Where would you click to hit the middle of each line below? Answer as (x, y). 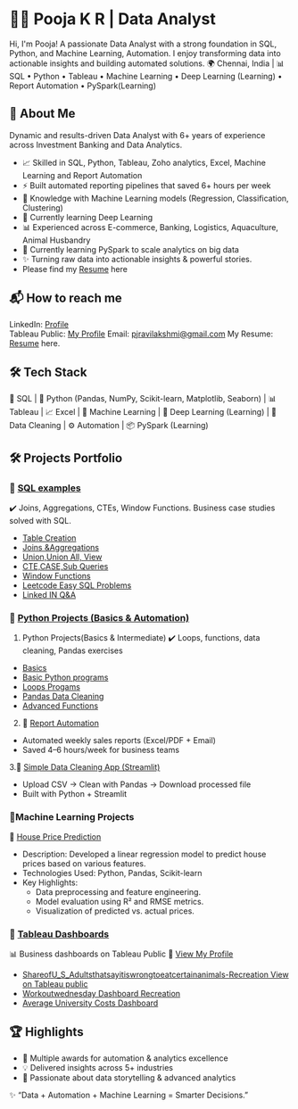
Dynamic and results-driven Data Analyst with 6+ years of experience (137, 135)
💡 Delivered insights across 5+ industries (98, 1067)
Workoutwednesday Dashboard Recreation (101, 993)
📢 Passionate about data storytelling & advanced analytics (129, 1077)
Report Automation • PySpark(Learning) (83, 86)
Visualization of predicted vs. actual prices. (115, 911)
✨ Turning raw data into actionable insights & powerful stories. (137, 259)
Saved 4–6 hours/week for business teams (101, 750)
